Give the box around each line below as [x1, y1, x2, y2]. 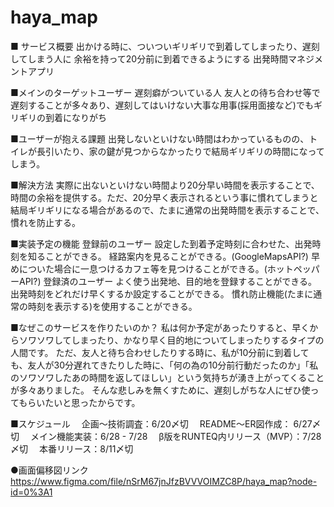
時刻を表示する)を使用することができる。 [27, 300, 198, 312]
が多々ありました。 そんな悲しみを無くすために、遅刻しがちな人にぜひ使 [10, 384, 311, 396]
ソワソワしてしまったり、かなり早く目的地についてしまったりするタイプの [18, 334, 325, 346]
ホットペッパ [266, 262, 320, 275]
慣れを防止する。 [10, 216, 81, 228]
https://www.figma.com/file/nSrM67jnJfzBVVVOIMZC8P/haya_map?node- [10, 475, 318, 487]
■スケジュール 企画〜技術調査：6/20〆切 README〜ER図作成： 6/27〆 [10, 417, 322, 430]
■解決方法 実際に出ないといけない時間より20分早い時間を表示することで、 [10, 179, 320, 191]
